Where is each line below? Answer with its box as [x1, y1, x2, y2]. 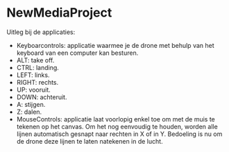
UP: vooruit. [16, 85, 51, 94]
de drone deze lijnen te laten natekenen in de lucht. [16, 137, 164, 145]
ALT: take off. [16, 56, 55, 64]
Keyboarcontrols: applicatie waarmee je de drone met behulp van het [16, 41, 214, 49]
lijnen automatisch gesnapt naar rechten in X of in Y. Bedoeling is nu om [16, 130, 223, 138]
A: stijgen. [16, 100, 46, 108]
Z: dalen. [16, 108, 42, 116]
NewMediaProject [6, 5, 112, 21]
